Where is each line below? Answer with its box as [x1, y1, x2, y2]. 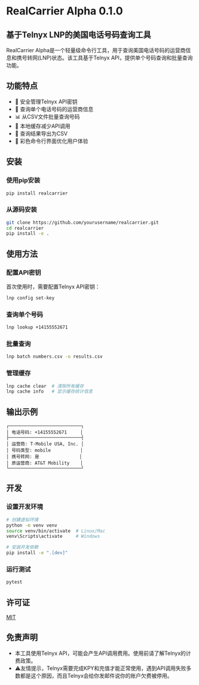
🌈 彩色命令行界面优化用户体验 [14, 137, 88, 145]
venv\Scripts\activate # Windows [6, 533, 100, 540]
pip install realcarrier [6, 190, 68, 196]
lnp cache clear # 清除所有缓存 [6, 383, 84, 389]
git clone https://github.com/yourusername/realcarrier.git [6, 219, 160, 226]
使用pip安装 [6, 176, 41, 184]
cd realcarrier [6, 225, 44, 231]
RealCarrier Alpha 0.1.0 [6, 4, 124, 18]
